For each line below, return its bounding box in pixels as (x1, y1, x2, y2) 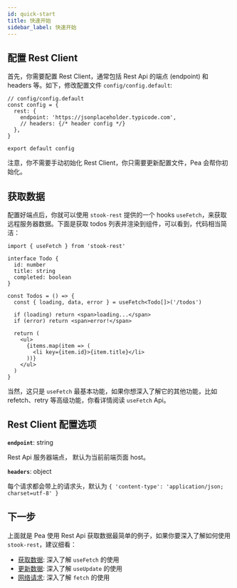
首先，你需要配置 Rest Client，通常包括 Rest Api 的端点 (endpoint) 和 (7, 72, 209, 81)
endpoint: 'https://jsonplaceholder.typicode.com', (20, 114, 177, 121)
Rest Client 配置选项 (7, 418, 97, 431)
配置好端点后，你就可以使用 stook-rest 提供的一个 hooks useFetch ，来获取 (7, 211, 227, 219)
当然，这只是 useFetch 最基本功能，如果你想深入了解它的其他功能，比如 (7, 387, 218, 396)
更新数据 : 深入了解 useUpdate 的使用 (17, 564, 123, 572)
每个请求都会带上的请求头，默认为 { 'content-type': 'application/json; (7, 482, 224, 490)
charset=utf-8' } (7, 490, 59, 497)
